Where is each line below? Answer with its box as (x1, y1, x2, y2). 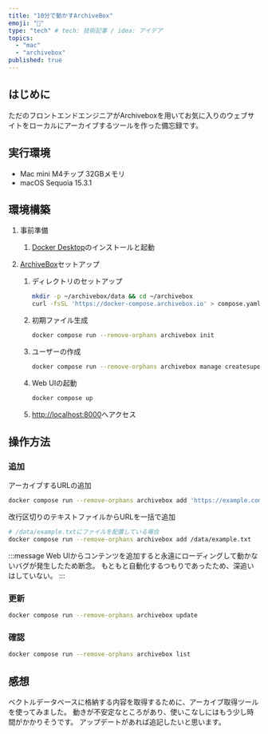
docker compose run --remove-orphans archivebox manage (31, 363, 222, 371)
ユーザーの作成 (31, 347, 81, 356)
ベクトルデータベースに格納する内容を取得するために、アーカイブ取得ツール (8, 697, 259, 707)
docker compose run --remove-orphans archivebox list (8, 650, 191, 659)
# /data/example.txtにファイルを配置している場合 (8, 528, 160, 536)
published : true (8, 57, 62, 65)
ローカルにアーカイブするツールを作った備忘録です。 (29, 121, 203, 130)
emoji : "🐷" (8, 19, 45, 27)
